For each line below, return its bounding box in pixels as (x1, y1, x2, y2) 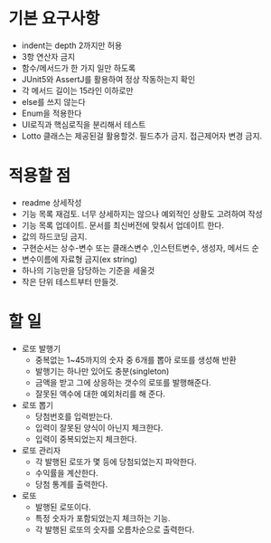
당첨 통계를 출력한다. (34, 479, 108, 490)
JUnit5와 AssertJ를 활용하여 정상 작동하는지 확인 (21, 73, 196, 84)
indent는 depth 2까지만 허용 (21, 40, 123, 51)
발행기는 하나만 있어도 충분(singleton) (34, 366, 170, 376)
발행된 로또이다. (34, 501, 91, 512)
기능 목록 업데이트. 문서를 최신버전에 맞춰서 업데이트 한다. (21, 219, 225, 231)
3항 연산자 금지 (21, 51, 76, 62)
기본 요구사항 (8, 8, 100, 29)
